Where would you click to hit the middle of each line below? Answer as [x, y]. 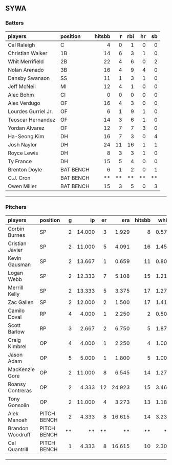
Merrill [16, 287]
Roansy [17, 384]
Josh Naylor [23, 144]
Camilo [16, 311]
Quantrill [18, 449]
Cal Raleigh [21, 45]
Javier [15, 250]
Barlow [16, 331]
